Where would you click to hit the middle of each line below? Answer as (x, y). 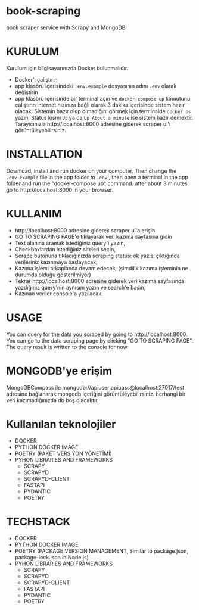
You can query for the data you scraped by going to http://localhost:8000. (97, 334)
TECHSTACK (38, 522)
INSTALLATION (44, 155)
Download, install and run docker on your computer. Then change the (91, 170)
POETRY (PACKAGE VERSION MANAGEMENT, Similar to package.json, (102, 551)
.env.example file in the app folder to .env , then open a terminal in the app (97, 177)
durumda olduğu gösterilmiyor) (53, 275)
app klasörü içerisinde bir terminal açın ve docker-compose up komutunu (102, 98)
